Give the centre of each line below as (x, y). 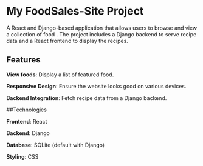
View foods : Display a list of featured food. (60, 75)
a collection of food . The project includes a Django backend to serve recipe (101, 34)
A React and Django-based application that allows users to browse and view (102, 28)
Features (23, 60)
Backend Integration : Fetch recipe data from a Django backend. (87, 98)
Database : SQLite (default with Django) (56, 145)
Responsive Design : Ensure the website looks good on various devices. (96, 86)
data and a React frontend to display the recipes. (67, 41)
